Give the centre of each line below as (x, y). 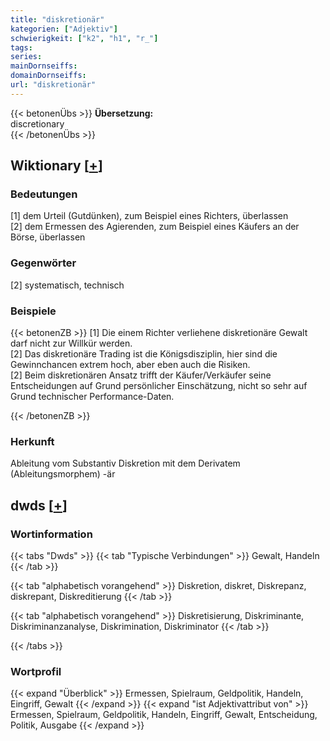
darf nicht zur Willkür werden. (71, 343)
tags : (21, 47)
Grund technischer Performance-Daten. (92, 397)
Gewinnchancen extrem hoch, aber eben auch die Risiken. (130, 365)
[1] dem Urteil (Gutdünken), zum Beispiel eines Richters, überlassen (149, 216)
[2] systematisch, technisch (67, 285)
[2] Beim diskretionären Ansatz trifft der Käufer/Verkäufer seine (141, 375)
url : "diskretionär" (53, 85)
